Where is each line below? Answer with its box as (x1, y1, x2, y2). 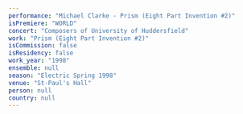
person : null (8, 86, 52, 95)
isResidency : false (8, 49, 74, 57)
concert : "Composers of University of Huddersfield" (8, 26, 189, 35)
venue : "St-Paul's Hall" (8, 79, 92, 87)
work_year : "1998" (8, 57, 70, 65)
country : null (8, 94, 56, 102)
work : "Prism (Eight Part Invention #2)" (8, 34, 150, 43)
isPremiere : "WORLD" (8, 19, 78, 27)
